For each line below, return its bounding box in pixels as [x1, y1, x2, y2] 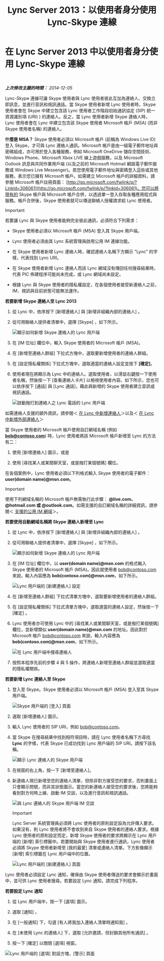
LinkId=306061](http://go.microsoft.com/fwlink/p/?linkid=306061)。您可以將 [5, 185, 159, 191]
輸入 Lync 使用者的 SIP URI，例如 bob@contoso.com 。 [12, 724, 123, 729]
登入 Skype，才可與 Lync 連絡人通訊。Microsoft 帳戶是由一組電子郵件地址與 [5, 142, 158, 148]
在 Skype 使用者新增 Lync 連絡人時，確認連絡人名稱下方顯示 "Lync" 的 [12, 248, 154, 255]
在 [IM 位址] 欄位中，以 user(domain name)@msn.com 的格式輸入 [12, 560, 146, 566]
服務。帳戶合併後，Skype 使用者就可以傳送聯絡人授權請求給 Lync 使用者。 [5, 197, 155, 203]
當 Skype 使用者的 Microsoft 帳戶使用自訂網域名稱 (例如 [5, 426, 117, 432]
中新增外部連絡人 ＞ [5, 416, 44, 422]
